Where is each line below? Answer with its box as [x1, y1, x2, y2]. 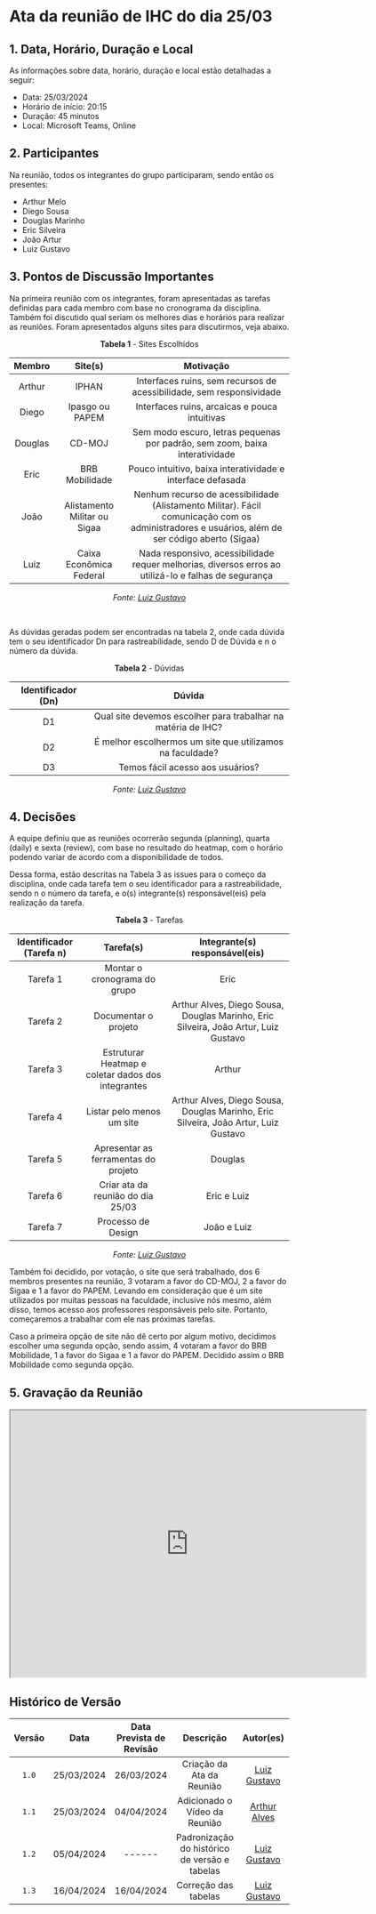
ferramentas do [91, 1154, 156, 1166]
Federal [73, 569, 105, 582]
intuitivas [188, 411, 226, 423]
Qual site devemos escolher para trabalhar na [93, 710, 284, 722]
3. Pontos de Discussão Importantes [9, 269, 215, 285]
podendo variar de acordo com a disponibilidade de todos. [9, 852, 224, 863]
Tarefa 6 [28, 1190, 63, 1202]
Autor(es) [242, 1732, 284, 1744]
